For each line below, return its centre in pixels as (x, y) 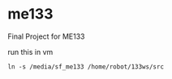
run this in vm (30, 52)
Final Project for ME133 (46, 36)
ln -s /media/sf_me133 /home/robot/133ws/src (86, 67)
